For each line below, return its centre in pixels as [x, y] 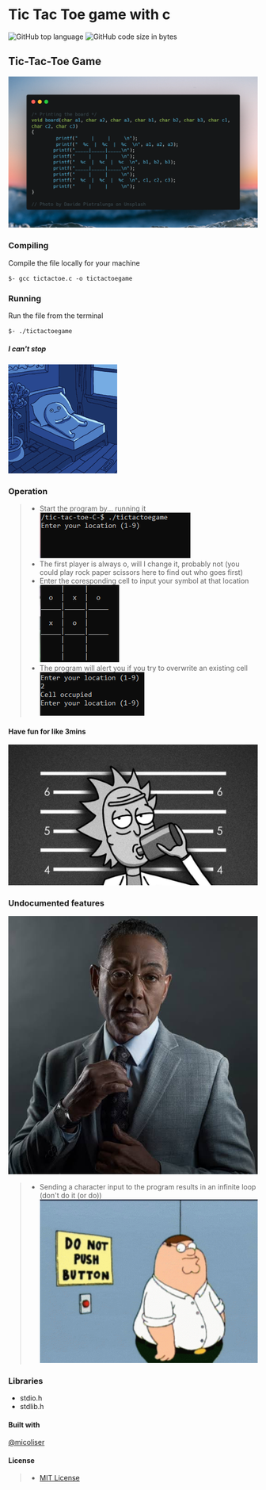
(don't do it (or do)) [70, 1195]
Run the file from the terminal [56, 316]
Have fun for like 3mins [47, 731]
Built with [24, 1424]
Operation [28, 491]
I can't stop [27, 349]
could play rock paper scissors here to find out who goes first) [141, 573]
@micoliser [27, 1442]
